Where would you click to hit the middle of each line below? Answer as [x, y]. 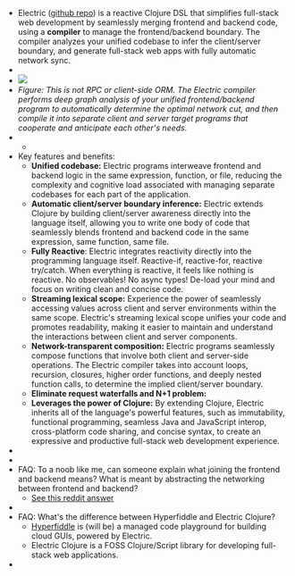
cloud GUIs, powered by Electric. [92, 536]
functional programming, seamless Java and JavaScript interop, [149, 422]
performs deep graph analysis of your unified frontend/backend [136, 99]
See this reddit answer [72, 498]
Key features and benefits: [66, 156]
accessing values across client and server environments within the [154, 308]
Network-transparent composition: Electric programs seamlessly [153, 346]
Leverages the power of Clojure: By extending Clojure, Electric [147, 403]
